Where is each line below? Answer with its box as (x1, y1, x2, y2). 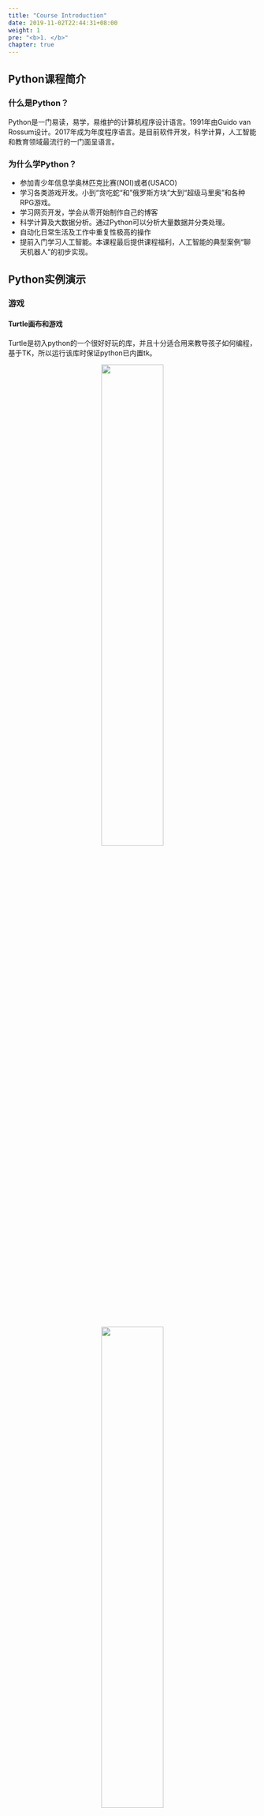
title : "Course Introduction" (8, 11, 108, 20)
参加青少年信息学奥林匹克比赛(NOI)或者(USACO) (19, 178, 177, 188)
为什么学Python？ (8, 159, 77, 170)
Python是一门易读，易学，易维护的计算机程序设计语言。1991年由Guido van (8, 117, 251, 126)
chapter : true (8, 41, 55, 49)
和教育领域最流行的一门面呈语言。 (8, 137, 119, 146)
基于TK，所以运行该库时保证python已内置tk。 (8, 348, 157, 358)
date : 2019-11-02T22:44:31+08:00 (8, 19, 118, 27)
